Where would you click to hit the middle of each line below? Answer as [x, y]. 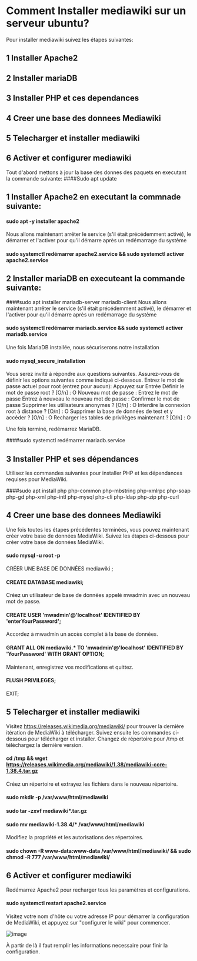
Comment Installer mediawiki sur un [96, 11]
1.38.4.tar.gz [22, 771]
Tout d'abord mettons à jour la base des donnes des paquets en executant [96, 172]
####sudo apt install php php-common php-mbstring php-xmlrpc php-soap [98, 490]
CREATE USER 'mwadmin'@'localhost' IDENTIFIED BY [73, 615]
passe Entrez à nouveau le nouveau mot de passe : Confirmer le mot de [93, 399]
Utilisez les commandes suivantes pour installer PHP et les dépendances [94, 473]
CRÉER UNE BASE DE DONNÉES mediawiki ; [60, 568]
